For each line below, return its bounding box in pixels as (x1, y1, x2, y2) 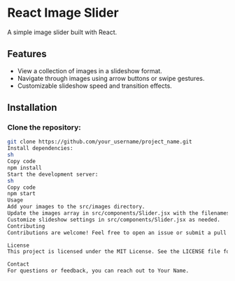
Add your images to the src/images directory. (7, 204, 145, 211)
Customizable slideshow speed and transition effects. (17, 82, 173, 90)
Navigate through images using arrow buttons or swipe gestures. (17, 74, 205, 82)
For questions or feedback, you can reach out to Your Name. (7, 267, 190, 275)
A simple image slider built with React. (7, 28, 117, 36)
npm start (7, 190, 36, 197)
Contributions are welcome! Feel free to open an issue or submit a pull (7, 229, 227, 236)
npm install (7, 164, 42, 172)
